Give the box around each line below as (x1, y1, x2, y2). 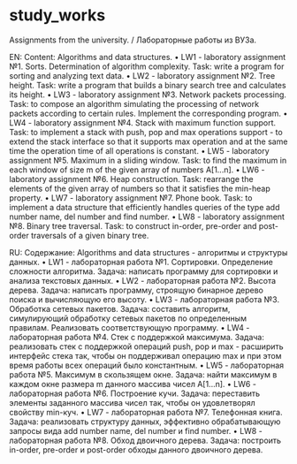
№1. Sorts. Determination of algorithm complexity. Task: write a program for (9, 61, 285, 72)
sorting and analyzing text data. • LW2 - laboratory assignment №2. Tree (9, 70, 276, 80)
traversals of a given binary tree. (30, 230, 149, 240)
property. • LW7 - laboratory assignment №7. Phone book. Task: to (9, 192, 253, 203)
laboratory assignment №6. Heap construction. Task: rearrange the (9, 173, 254, 184)
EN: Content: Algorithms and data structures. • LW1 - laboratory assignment (9, 51, 286, 62)
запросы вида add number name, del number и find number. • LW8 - (9, 425, 263, 436)
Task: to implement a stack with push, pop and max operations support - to (9, 126, 283, 137)
